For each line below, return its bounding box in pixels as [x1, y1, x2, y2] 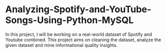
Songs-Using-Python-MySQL [5, 14, 134, 26]
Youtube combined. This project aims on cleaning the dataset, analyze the [5, 37, 161, 43]
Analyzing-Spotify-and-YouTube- [5, 4, 152, 15]
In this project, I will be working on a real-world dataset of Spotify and [5, 31, 152, 37]
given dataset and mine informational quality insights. [5, 42, 118, 48]
